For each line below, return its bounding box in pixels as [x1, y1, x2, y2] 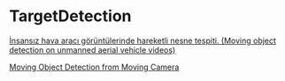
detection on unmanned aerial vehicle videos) [9, 44, 176, 55]
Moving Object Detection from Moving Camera [9, 62, 180, 72]
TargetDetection [9, 6, 132, 26]
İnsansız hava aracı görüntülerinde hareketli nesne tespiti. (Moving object [9, 35, 277, 46]
